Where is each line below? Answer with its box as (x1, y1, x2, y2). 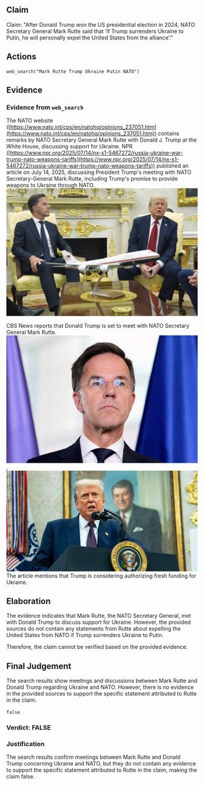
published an (156, 162, 189, 170)
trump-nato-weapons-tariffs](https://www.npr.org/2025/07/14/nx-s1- (6, 156, 180, 163)
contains (157, 130, 180, 137)
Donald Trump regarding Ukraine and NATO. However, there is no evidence (6, 683, 194, 691)
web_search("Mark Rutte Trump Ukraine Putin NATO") (6, 68, 140, 75)
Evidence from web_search (6, 103, 84, 111)
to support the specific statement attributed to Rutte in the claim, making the (6, 766, 197, 774)
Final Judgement (6, 661, 72, 671)
